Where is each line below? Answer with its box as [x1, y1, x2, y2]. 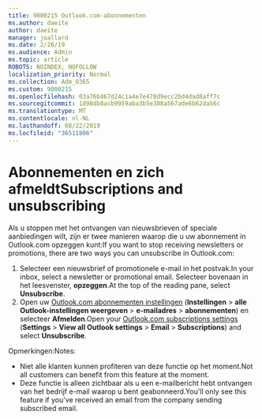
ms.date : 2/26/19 [8, 41, 65, 49]
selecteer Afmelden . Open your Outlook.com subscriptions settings [19, 314, 238, 323]
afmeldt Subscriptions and [8, 179, 183, 198]
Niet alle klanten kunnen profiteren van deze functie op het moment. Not [19, 361, 253, 371]
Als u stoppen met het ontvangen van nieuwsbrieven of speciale [8, 223, 218, 232]
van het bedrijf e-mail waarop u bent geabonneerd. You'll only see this [19, 387, 247, 396]
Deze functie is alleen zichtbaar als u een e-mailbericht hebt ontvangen [19, 378, 253, 387]
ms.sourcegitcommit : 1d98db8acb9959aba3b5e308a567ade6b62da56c [8, 100, 221, 108]
